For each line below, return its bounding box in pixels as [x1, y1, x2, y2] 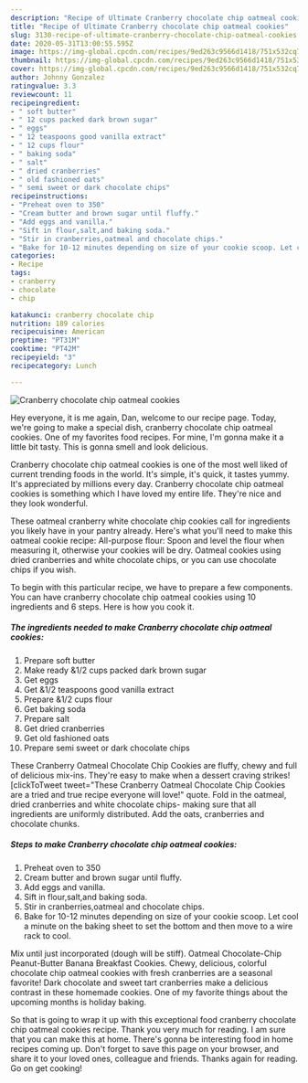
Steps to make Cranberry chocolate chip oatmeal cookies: [10, 839, 238, 850]
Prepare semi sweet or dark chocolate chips [23, 742, 190, 753]
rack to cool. [23, 929, 71, 941]
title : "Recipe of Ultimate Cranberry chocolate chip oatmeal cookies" [10, 22, 289, 31]
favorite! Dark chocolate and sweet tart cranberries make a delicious [10, 977, 269, 988]
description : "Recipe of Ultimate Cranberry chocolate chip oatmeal [10, 13, 277, 23]
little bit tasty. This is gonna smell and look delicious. [10, 441, 208, 452]
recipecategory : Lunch [10, 361, 97, 370]
